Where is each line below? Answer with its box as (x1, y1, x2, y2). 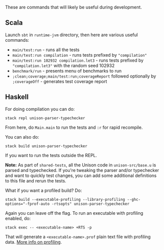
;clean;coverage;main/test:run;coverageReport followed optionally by (12, 73, 156, 79)
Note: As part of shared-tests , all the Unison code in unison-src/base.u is (5, 162, 156, 168)
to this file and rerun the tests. (5, 177, 66, 183)
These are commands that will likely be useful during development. (5, 4, 142, 10)
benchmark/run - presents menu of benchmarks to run (12, 68, 122, 74)
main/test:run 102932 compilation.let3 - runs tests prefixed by (12, 57, 144, 63)
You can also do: (5, 134, 40, 140)
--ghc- (127, 197, 141, 202)
